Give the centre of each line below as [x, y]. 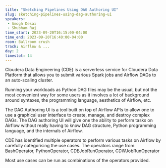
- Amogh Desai [22, 23]
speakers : [15, 19]
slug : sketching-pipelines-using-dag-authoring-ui [58, 14]
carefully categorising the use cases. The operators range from [70, 146]
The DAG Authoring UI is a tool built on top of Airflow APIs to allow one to [80, 110]
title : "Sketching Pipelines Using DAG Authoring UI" [62, 10]
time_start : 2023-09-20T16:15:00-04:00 [46, 33]
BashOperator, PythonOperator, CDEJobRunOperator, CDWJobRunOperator [83, 151]
